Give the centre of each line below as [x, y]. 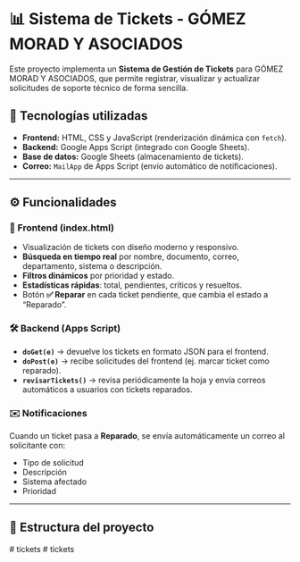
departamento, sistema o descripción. [92, 266]
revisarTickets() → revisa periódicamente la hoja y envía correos [144, 380]
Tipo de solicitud [53, 463]
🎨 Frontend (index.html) [62, 228]
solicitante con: [37, 446]
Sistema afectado [54, 482]
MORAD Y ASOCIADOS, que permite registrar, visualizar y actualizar [135, 78]
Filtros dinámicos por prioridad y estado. [98, 276]
